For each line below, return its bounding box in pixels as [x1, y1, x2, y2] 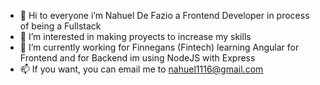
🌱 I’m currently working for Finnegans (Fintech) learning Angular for [19, 41, 300, 53]
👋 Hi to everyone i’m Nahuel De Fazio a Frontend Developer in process [19, 10, 310, 21]
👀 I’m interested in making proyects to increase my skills [19, 31, 252, 42]
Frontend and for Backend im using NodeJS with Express [19, 52, 256, 64]
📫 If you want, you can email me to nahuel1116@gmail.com [19, 63, 264, 75]
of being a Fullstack [19, 20, 102, 32]
